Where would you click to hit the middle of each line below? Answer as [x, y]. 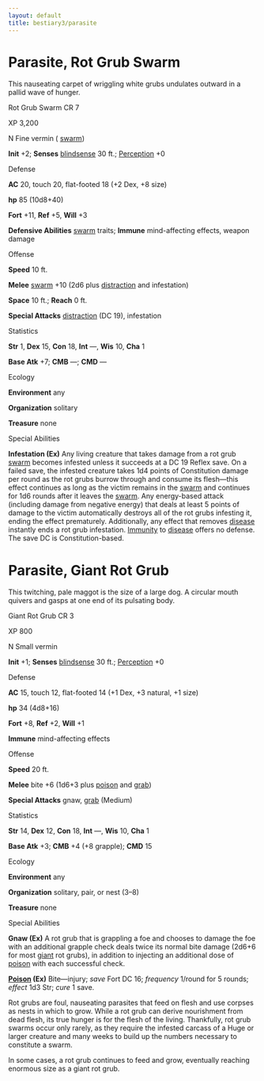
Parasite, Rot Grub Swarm [94, 62]
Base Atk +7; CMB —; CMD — [57, 362]
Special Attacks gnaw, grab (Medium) [70, 800]
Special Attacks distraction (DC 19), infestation [85, 316]
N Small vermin [33, 647]
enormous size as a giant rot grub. [64, 1069]
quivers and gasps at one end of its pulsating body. [92, 601]
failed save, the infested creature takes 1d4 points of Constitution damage [128, 471]
